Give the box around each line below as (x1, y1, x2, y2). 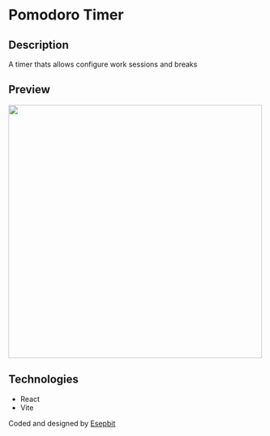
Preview (8, 83, 51, 96)
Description (8, 38, 69, 52)
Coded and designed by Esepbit (8, 418, 116, 428)
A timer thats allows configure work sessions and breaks (8, 59, 198, 69)
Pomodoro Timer (8, 6, 124, 24)
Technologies (8, 373, 79, 387)
